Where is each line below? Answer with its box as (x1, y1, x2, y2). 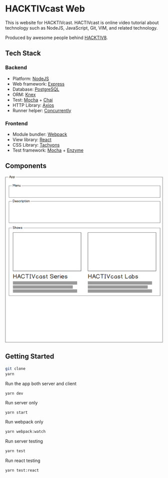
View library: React (12, 136, 51, 143)
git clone (5, 366, 26, 371)
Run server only (5, 399, 38, 405)
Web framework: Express (12, 81, 65, 87)
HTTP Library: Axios (12, 102, 54, 108)
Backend (5, 64, 27, 71)
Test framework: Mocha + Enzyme (12, 147, 84, 153)
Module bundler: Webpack (12, 131, 67, 137)
